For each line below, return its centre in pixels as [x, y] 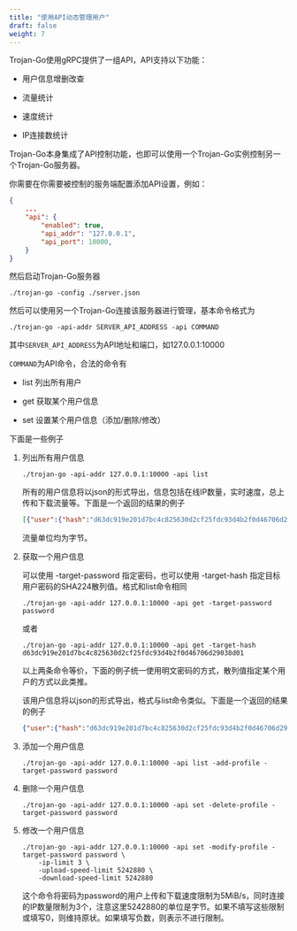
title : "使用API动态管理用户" [60, 17]
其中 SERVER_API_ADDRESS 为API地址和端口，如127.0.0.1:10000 [117, 345]
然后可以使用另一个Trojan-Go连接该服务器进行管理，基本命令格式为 [132, 311]
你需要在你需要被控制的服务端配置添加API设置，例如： [108, 184]
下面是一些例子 [36, 439]
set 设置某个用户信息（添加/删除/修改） [93, 420]
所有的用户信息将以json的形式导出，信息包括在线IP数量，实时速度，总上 [153, 492]
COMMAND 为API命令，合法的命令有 [68, 364]
